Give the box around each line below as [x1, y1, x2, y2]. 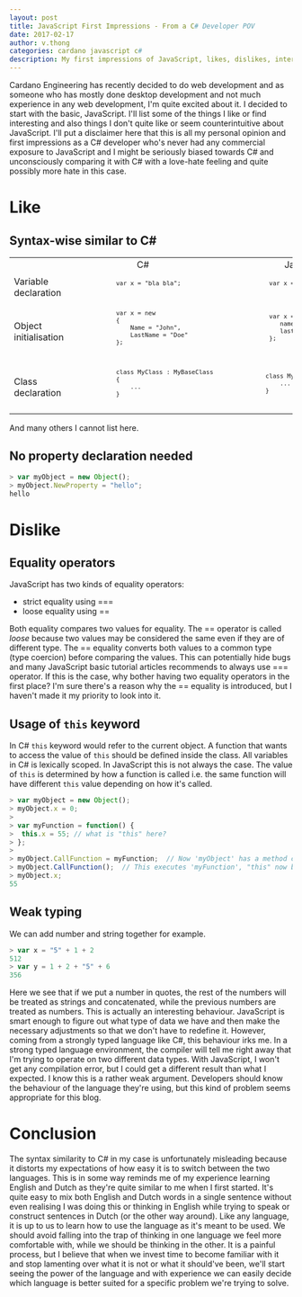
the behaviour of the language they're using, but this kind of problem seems [9, 1083, 291, 1094]
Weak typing [9, 905, 83, 920]
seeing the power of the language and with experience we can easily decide [9, 1268, 292, 1279]
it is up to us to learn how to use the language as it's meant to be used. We [9, 1221, 286, 1231]
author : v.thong [9, 38, 70, 48]
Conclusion [9, 1123, 97, 1144]
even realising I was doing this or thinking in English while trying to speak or [9, 1202, 290, 1212]
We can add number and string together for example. [9, 928, 207, 939]
